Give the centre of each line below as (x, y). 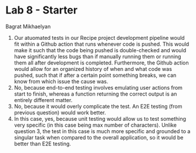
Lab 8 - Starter (41, 10)
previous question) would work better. (60, 113)
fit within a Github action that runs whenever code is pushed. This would (102, 44)
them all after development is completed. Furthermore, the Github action (101, 63)
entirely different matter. (43, 100)
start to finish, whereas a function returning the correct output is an (95, 94)
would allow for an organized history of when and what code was (93, 69)
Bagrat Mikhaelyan (28, 26)
